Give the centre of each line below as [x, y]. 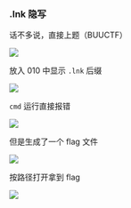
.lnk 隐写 [28, 13]
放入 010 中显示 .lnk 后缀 [56, 71]
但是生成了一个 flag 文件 [53, 142]
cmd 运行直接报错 [40, 106]
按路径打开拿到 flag [45, 177]
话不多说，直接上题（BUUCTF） [68, 35]
